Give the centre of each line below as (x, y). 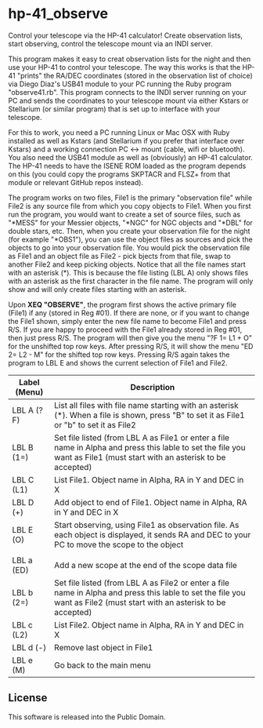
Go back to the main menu (103, 665)
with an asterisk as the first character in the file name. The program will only (131, 281)
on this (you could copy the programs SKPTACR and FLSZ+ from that (119, 174)
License (28, 698)
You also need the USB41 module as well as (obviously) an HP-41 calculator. (130, 157)
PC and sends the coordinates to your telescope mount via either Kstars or (128, 100)
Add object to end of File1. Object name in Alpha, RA (151, 502)
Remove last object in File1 (104, 647)
